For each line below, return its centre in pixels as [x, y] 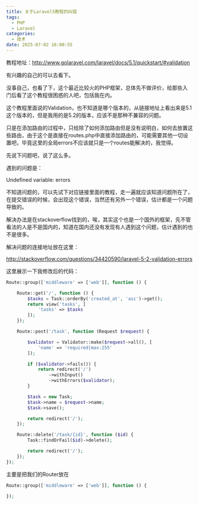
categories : [21, 34]
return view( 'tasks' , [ [57, 304]
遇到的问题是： [24, 168]
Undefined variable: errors [38, 179]
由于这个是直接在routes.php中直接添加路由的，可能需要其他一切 [105, 135]
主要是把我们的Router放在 [38, 474]
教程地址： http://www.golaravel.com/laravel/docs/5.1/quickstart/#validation [98, 62]
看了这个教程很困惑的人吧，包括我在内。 [66, 95]
